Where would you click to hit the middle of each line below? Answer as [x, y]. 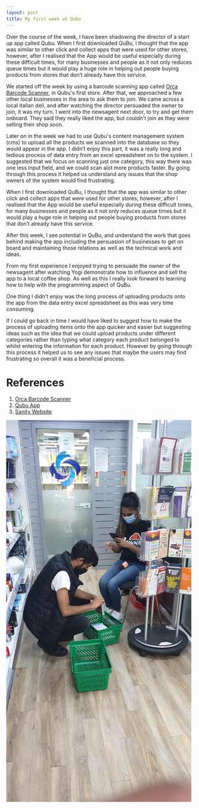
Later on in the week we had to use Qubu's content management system [95, 136]
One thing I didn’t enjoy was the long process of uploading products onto [96, 296]
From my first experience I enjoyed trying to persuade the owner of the [93, 266]
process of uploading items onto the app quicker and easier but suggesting [99, 327]
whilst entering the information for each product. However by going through [99, 346]
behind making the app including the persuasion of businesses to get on [95, 241]
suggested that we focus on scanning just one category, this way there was [99, 161]
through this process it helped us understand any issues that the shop [92, 174]
